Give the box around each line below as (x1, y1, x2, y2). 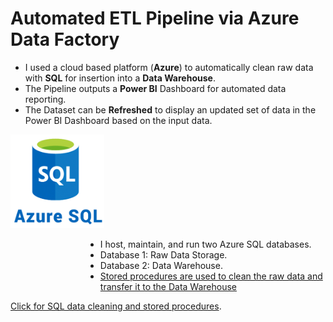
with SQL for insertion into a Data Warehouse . (24, 72, 216, 84)
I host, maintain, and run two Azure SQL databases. (99, 238, 312, 250)
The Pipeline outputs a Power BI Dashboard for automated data (24, 82, 287, 94)
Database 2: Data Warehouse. (99, 259, 223, 271)
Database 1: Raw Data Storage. (99, 248, 228, 261)
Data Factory (10, 28, 120, 51)
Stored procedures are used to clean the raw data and (99, 270, 323, 282)
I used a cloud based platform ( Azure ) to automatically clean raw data (24, 61, 314, 73)
